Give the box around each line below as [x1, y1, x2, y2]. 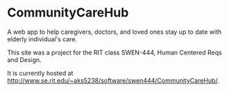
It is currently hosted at [7, 69, 74, 77]
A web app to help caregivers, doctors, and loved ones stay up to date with [7, 28, 222, 36]
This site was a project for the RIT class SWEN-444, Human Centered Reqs [7, 48, 222, 57]
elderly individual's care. [7, 34, 78, 43]
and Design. [7, 55, 42, 63]
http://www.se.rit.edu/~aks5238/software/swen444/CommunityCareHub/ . [7, 76, 220, 84]
